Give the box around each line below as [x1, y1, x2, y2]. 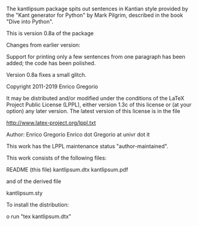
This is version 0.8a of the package [6, 30, 94, 37]
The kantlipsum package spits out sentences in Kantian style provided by [6, 5, 188, 12]
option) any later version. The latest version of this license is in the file [6, 108, 180, 114]
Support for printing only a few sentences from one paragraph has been [6, 53, 186, 60]
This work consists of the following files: [6, 154, 107, 161]
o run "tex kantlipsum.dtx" [6, 213, 71, 220]
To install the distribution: [6, 201, 69, 208]
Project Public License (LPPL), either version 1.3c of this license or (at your [6, 101, 192, 108]
